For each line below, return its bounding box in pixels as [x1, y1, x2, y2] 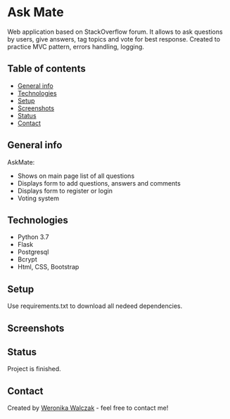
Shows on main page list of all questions [17, 172, 135, 180]
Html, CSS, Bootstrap [17, 263, 79, 271]
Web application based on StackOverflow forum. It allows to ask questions [7, 27, 223, 36]
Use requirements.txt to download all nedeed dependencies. [7, 302, 183, 310]
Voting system [17, 194, 60, 202]
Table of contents [7, 63, 86, 75]
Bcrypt [17, 255, 37, 264]
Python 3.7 [17, 233, 49, 241]
